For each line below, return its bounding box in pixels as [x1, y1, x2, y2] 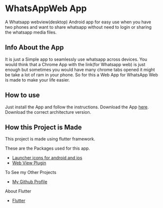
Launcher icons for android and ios [12, 155, 83, 161]
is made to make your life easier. [5, 77, 70, 83]
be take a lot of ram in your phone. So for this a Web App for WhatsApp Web [5, 71, 158, 78]
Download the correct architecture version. [5, 109, 91, 115]
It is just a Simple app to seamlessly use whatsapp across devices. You [5, 56, 147, 62]
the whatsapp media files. [5, 29, 57, 35]
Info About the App [5, 43, 64, 52]
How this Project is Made [5, 123, 82, 131]
